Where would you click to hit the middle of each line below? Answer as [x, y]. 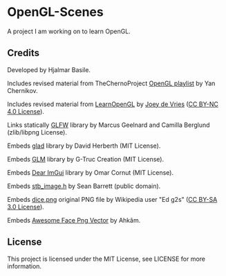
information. [25, 266]
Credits [23, 53]
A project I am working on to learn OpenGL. [69, 31]
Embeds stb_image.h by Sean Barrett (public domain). [84, 186]
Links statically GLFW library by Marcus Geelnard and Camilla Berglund [109, 125]
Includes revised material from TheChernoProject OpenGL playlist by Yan [111, 83]
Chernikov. [22, 90]
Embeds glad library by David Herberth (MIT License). [84, 146]
